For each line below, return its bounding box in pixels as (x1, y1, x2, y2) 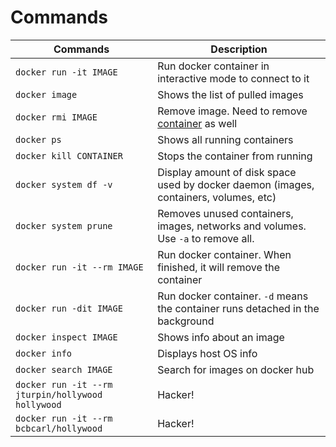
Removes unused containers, (157, 206, 294, 220)
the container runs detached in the (157, 301, 320, 315)
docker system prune (15, 220, 113, 231)
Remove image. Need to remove (157, 104, 308, 118)
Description (210, 42, 268, 56)
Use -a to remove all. (157, 231, 255, 245)
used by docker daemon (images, (157, 177, 315, 191)
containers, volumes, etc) (157, 190, 277, 204)
